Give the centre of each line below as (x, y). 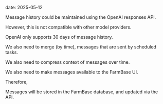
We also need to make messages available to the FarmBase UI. (72, 72)
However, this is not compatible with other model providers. (68, 27)
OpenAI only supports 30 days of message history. (59, 37)
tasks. (12, 52)
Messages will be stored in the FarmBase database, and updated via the (82, 92)
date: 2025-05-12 (24, 7)
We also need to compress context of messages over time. (68, 62)
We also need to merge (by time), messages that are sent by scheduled (81, 47)
